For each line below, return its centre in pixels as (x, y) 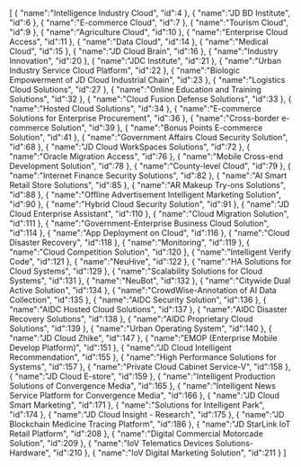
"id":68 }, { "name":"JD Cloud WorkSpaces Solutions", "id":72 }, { (130, 147)
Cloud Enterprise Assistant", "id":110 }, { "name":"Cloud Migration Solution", (149, 214)
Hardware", (30, 453)
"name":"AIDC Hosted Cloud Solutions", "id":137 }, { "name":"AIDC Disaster (148, 309)
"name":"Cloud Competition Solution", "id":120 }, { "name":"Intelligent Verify (150, 252)
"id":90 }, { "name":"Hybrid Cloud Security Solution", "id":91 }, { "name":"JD (150, 204)
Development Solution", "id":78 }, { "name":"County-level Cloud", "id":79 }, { (150, 166)
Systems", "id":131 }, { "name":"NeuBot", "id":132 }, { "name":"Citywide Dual (150, 281)
